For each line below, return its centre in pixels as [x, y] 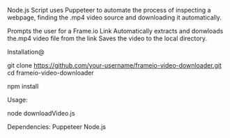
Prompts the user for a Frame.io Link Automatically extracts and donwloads [115, 31]
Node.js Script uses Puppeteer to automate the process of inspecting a [109, 10]
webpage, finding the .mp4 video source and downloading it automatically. [114, 17]
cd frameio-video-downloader [51, 73]
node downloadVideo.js [41, 113]
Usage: [17, 100]
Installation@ [26, 52]
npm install [23, 86]
